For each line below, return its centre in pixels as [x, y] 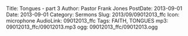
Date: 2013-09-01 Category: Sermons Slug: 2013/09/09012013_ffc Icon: [93, 15]
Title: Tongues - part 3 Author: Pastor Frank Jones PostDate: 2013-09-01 [94, 8]
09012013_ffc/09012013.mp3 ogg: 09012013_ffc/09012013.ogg [82, 27]
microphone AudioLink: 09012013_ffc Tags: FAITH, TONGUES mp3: [87, 21]
